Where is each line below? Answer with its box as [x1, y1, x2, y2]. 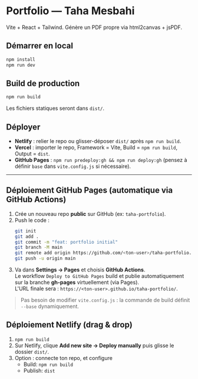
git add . [14, 234, 39, 239]
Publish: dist [23, 367, 55, 374]
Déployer [6, 122, 41, 132]
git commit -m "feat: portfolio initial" [14, 239, 118, 245]
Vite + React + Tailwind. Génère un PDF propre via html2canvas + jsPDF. [6, 24, 183, 31]
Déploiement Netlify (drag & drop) [6, 320, 133, 330]
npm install [6, 56, 35, 63]
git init [14, 228, 37, 234]
